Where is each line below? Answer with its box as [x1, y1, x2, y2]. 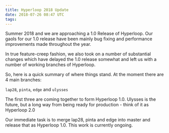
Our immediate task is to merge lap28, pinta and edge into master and [5, 117, 150, 123]
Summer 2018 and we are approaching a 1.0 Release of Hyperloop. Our [5, 31, 153, 37]
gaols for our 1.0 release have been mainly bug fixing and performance [5, 36, 152, 42]
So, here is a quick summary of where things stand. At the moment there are [5, 72, 164, 78]
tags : [5, 17, 17, 22]
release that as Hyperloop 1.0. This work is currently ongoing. [5, 122, 133, 128]
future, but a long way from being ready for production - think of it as [5, 102, 149, 108]
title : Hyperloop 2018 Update [5, 7, 69, 13]
